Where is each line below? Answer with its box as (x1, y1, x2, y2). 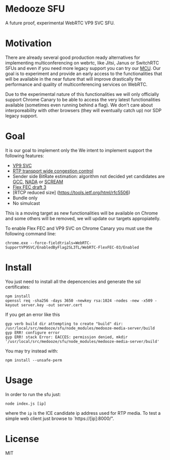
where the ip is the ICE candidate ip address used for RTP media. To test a (5, 410, 161, 416)
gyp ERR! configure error (5, 330, 60, 335)
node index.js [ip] (5, 401, 47, 406)
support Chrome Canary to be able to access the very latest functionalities (5, 96, 161, 102)
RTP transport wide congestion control (12, 168, 94, 174)
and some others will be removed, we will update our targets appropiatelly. (5, 215, 161, 221)
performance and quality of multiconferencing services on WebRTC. (5, 81, 148, 87)
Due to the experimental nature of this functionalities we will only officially (5, 91, 159, 97)
